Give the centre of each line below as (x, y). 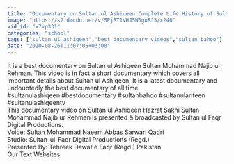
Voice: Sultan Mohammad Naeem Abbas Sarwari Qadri (86, 132)
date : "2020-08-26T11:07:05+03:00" (59, 46)
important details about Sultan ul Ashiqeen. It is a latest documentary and (112, 80)
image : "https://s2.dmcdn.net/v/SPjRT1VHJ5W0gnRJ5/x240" (92, 20)
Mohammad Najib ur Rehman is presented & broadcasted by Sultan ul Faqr (114, 117)
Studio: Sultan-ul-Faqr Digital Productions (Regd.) (78, 139)
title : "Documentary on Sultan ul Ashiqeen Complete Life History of (110, 14)
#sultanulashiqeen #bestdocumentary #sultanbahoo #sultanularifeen (106, 95)
